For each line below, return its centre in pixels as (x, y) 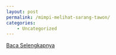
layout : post (22, 12)
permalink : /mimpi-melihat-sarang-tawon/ (58, 17)
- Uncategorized (37, 28)
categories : (21, 23)
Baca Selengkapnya (31, 45)
